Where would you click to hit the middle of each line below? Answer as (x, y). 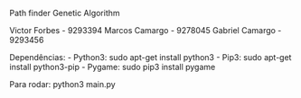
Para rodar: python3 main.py (62, 84)
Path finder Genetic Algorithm (65, 13)
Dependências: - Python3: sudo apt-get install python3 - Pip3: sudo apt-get (150, 57)
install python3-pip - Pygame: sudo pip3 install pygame (113, 67)
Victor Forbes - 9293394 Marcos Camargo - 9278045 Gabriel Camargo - (146, 30)
